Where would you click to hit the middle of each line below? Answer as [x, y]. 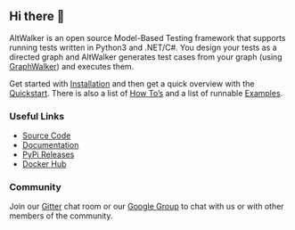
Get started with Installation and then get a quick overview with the [132, 83]
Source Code [46, 136]
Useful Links [37, 116]
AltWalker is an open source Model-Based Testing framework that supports [148, 37]
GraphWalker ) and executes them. [72, 66]
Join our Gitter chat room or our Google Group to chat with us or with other [147, 207]
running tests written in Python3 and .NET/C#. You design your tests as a [143, 47]
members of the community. [61, 216]
